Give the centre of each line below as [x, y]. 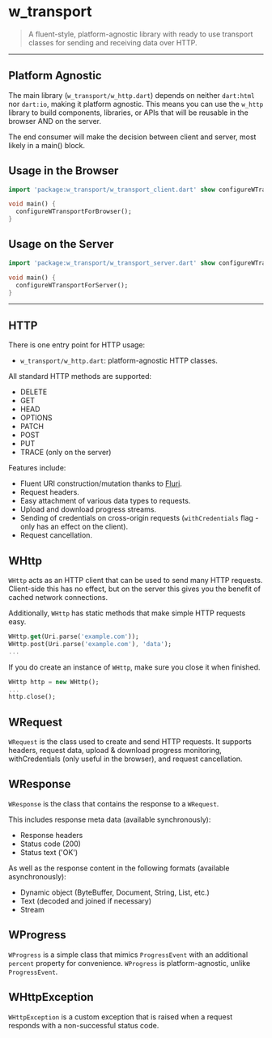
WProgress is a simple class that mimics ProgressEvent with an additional [128, 955]
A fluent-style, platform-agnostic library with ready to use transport [140, 34]
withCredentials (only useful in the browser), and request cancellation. [125, 759]
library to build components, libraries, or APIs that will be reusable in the [128, 113]
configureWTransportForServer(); [72, 285]
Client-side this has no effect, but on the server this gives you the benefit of [135, 589]
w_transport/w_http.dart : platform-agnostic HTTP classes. [119, 361]
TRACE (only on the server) [66, 453]
